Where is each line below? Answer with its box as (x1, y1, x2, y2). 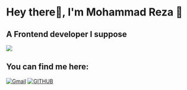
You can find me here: (6, 62, 89, 72)
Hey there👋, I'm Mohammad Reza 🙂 (6, 5, 183, 19)
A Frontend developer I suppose (6, 29, 128, 39)
